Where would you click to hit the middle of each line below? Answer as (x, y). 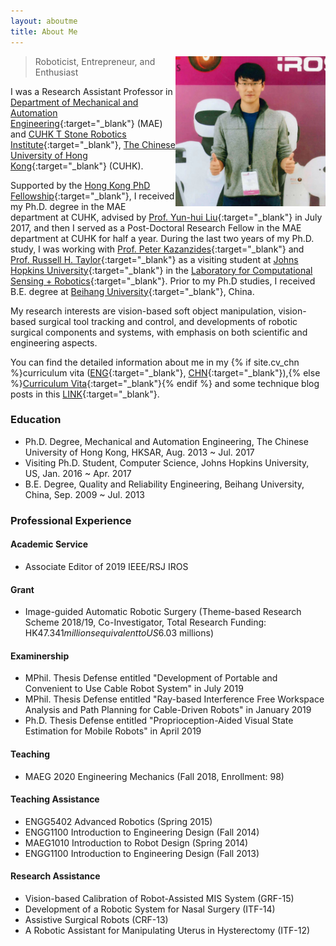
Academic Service (49, 544)
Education (36, 420)
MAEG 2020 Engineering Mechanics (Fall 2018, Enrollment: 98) (154, 776)
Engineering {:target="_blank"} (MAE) (86, 123)
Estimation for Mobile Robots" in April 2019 (113, 731)
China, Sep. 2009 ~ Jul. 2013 (84, 494)
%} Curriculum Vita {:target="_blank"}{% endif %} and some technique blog (165, 383)
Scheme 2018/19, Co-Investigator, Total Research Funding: (145, 622)
